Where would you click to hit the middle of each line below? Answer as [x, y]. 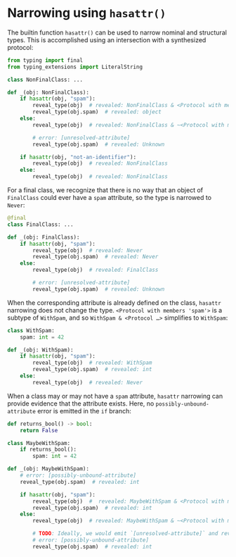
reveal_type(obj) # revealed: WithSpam [92, 363]
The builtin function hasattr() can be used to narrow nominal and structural [117, 32]
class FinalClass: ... [40, 224]
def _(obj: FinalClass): [44, 237]
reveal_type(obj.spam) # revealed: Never [96, 257]
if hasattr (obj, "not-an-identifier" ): [78, 157]
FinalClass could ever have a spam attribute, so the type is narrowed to [110, 198]
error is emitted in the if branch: [85, 411]
